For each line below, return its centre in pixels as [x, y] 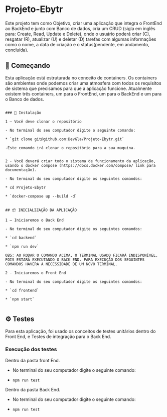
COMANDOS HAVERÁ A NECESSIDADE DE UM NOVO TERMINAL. [61, 264]
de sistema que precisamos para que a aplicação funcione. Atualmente [78, 88]
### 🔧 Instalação [23, 113]
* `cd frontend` [22, 290]
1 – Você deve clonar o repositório [43, 122]
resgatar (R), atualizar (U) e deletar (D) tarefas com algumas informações [81, 39]
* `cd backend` [21, 238]
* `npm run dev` [22, 246]
